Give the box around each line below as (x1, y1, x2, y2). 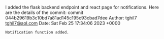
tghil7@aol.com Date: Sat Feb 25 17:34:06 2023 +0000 (5, 20, 121, 26)
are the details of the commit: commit (5, 9, 84, 15)
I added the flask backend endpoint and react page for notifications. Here (5, 4, 159, 10)
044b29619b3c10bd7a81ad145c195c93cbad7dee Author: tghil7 (5, 15, 137, 20)
